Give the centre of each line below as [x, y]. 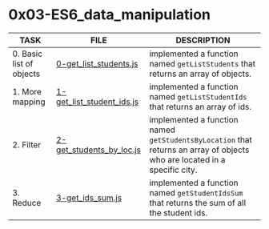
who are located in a [187, 159]
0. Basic [27, 54]
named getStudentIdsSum [196, 192]
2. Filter [27, 144]
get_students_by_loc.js [98, 150]
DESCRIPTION [203, 40]
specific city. [173, 170]
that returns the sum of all [198, 203]
